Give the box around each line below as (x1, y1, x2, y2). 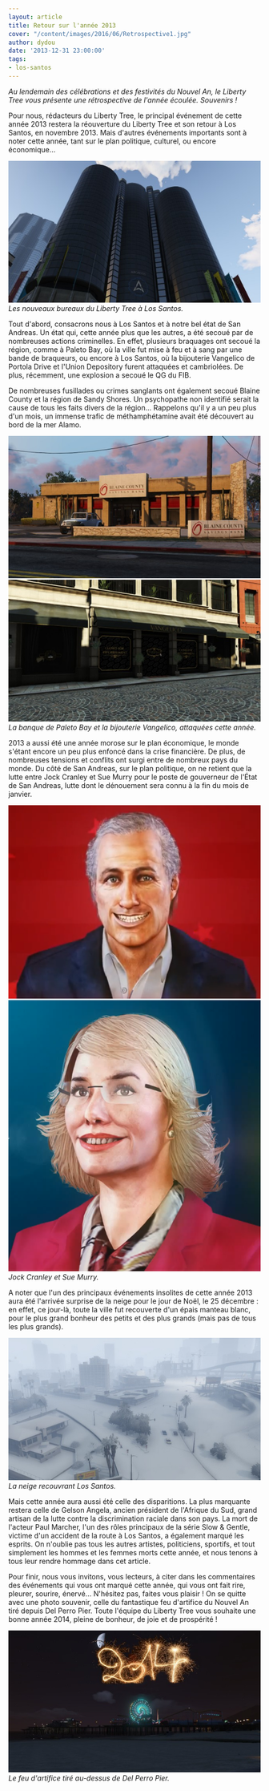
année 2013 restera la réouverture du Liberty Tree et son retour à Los (8, 119, 237, 128)
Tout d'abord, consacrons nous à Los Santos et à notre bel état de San (8, 319, 242, 329)
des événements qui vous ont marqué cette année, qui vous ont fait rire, (8, 1580, 246, 1590)
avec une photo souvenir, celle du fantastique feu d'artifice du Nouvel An (8, 1597, 250, 1607)
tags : (8, 55, 26, 63)
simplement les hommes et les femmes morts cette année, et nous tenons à (8, 1547, 259, 1557)
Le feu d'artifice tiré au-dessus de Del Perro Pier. (8, 1773, 170, 1783)
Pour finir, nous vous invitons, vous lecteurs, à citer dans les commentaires (8, 1571, 255, 1581)
